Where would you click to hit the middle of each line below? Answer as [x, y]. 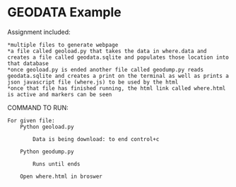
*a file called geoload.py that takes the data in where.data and [107, 51]
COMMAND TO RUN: [38, 108]
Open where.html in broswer [61, 176]
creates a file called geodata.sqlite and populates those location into [118, 57]
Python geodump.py [47, 152]
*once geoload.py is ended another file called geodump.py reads [105, 69]
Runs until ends [57, 164]
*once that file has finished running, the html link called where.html [117, 88]
